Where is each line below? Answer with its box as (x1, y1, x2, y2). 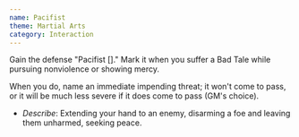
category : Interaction (9, 30, 94, 39)
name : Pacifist (9, 13, 66, 22)
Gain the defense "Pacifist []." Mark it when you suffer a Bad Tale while (9, 55, 271, 65)
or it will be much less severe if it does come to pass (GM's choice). (9, 90, 260, 101)
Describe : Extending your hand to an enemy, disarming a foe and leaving (21, 108, 291, 119)
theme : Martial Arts (9, 21, 87, 30)
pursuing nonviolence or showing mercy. (9, 64, 159, 74)
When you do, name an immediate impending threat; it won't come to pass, (9, 81, 286, 92)
